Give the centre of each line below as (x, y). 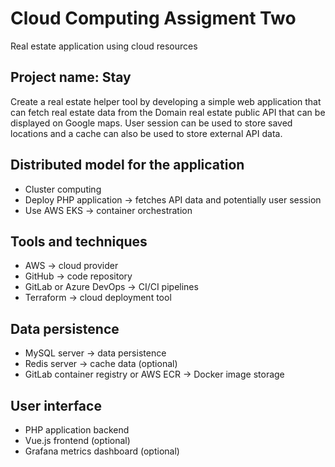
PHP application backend (77, 430)
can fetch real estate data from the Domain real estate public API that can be (168, 112)
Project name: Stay (71, 77)
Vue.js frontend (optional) (77, 440)
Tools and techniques (79, 241)
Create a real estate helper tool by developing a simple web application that (166, 101)
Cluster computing (63, 189)
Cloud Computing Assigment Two (153, 18)
